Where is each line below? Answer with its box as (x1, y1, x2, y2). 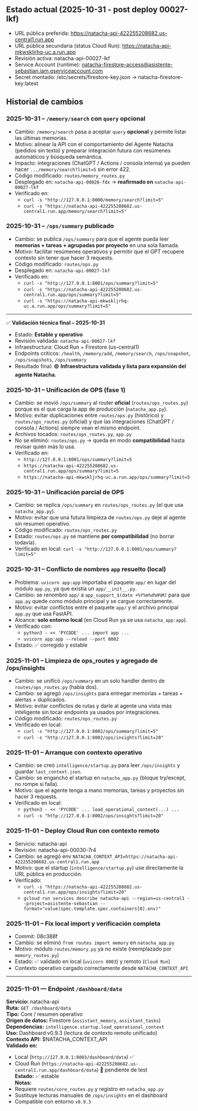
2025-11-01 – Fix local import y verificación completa (6, 919, 161, 928)
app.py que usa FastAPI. (14, 610, 74, 617)
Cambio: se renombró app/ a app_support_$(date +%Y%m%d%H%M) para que (14, 591, 190, 598)
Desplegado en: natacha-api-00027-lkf (14, 267, 110, 274)
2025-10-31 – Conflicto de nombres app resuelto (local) (6, 565, 166, 573)
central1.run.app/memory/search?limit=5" (23, 208, 127, 214)
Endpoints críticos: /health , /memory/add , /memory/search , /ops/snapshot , (14, 349, 191, 356)
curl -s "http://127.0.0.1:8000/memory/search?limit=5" (23, 197, 164, 203)
